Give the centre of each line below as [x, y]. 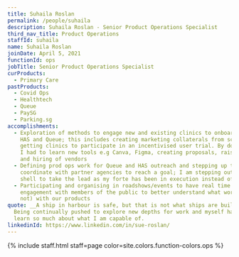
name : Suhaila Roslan [39, 47]
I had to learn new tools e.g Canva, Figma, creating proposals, [119, 153]
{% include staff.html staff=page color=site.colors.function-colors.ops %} [116, 245]
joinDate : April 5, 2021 [44, 54]
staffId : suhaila [33, 40]
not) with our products [55, 199]
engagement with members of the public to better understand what [121, 192]
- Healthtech [33, 100]
